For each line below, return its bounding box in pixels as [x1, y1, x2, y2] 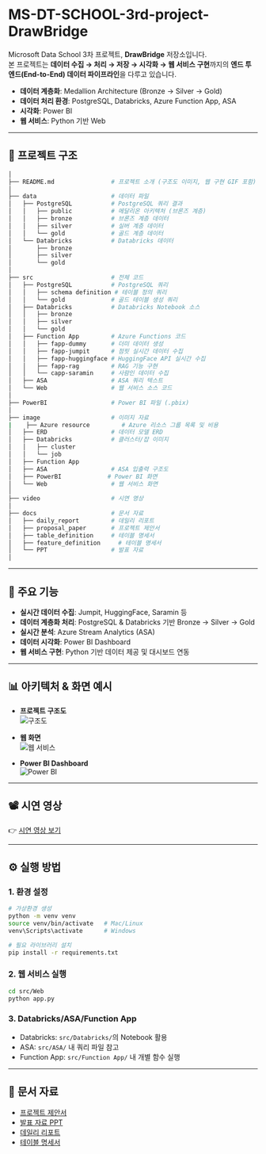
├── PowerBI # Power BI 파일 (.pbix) [8, 399, 190, 407]
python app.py [8, 995, 55, 1003]
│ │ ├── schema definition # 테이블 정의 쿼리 [8, 288, 167, 296]
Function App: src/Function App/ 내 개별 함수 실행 [19, 1052, 180, 1061]
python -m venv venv [8, 912, 77, 920]
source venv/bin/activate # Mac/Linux [8, 919, 144, 927]
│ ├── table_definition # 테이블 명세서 [8, 531, 154, 540]
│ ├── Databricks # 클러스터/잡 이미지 [8, 436, 169, 444]
